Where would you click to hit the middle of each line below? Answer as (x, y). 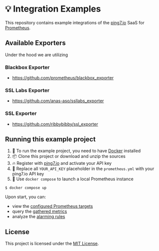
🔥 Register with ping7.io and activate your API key (62, 163)
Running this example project (50, 139)
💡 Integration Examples (53, 9)
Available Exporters (35, 43)
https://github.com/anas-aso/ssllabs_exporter (58, 101)
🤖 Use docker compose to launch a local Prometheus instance (73, 179)
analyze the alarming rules (39, 217)
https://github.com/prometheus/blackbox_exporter (63, 78)
